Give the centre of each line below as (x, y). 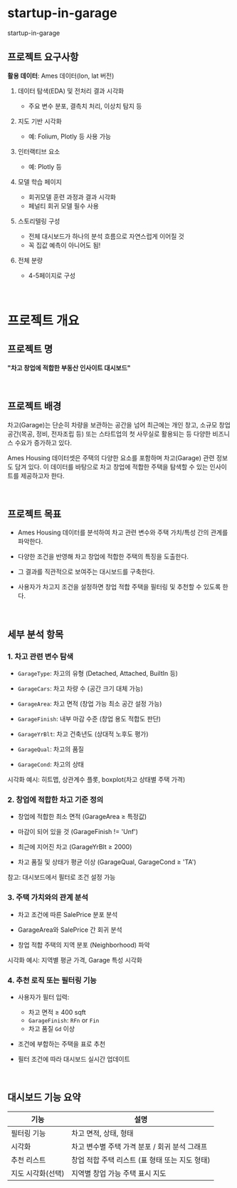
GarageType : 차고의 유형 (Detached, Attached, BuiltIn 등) (98, 674)
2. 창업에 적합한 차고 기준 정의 (56, 799)
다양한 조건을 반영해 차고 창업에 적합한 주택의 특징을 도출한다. (103, 557)
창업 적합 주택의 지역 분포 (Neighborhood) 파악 (84, 945)
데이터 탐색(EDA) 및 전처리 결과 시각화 (71, 91)
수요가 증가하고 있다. (43, 442)
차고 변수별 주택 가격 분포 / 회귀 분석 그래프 (139, 1147)
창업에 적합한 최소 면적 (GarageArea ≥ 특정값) (82, 817)
